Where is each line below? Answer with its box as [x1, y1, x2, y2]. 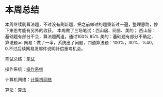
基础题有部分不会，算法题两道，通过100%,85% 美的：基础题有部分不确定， [5, 33, 156, 39]
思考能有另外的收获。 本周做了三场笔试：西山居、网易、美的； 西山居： [13, 27, 156, 33]
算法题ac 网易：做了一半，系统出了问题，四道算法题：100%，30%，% [5, 39, 147, 45]
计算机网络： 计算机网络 [5, 76, 52, 82]
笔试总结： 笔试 [5, 56, 35, 62]
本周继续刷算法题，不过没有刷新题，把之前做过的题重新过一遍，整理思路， [5, 21, 154, 27]
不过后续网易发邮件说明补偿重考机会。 [9, 46, 86, 51]
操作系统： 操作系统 [5, 66, 44, 72]
